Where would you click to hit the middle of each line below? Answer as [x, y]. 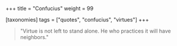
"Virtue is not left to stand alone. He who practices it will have [95, 31]
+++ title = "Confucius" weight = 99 [50, 8]
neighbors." [34, 37]
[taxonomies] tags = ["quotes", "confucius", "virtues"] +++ [77, 20]
